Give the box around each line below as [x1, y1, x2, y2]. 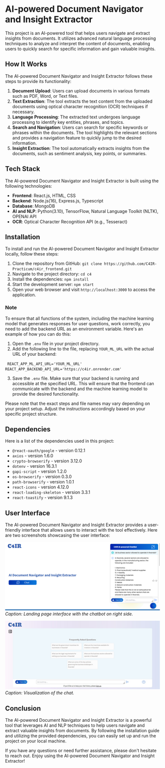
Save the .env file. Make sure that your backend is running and [12, 375, 139, 381]
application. [12, 292, 36, 298]
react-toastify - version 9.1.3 [12, 495, 73, 501]
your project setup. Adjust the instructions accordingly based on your [5, 405, 146, 411]
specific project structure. [5, 411, 57, 417]
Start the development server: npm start [12, 282, 94, 287]
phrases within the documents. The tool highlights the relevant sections [12, 129, 157, 136]
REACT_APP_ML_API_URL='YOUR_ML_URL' [7, 361, 82, 367]
